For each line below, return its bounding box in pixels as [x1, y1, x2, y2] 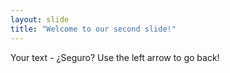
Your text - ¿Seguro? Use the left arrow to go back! [10, 51, 220, 63]
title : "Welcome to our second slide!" [10, 24, 177, 34]
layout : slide [10, 14, 70, 25]
